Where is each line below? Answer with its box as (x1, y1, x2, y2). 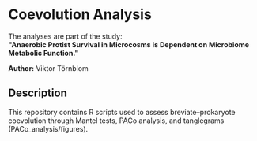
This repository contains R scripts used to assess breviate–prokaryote (8, 107, 236, 117)
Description (8, 87, 67, 100)
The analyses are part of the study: (8, 32, 123, 41)
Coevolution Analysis (8, 6, 152, 24)
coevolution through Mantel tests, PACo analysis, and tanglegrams (8, 116, 225, 125)
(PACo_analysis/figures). (8, 124, 89, 133)
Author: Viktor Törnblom (8, 63, 89, 72)
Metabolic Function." (8, 48, 79, 58)
